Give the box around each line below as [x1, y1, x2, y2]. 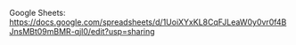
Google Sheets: [9, 8, 66, 18]
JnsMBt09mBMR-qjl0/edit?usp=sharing [9, 26, 155, 36]
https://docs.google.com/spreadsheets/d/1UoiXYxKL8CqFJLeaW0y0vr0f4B [9, 17, 287, 27]
